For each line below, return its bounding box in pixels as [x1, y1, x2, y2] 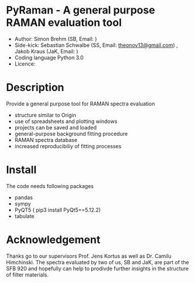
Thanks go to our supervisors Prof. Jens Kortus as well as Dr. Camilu [6, 253, 172, 260]
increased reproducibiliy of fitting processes [14, 142, 122, 149]
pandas [14, 194, 33, 201]
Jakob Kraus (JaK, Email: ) [14, 47, 78, 54]
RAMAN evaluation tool [6, 16, 122, 29]
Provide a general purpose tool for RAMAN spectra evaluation [6, 100, 155, 107]
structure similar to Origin [14, 111, 76, 118]
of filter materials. [6, 271, 49, 278]
